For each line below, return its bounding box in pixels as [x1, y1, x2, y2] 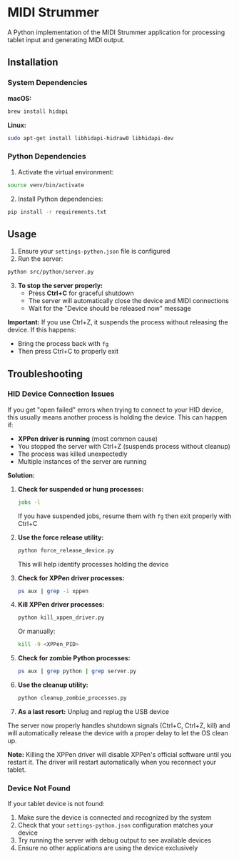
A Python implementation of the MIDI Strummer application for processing [7, 28, 225, 36]
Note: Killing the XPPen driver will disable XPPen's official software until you [7, 750, 232, 758]
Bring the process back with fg [17, 339, 109, 348]
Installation [7, 56, 59, 69]
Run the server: [17, 254, 63, 263]
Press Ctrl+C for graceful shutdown [28, 289, 134, 297]
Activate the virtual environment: [17, 167, 114, 176]
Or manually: [17, 627, 56, 636]
